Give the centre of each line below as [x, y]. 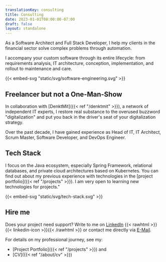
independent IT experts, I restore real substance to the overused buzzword [83, 112]
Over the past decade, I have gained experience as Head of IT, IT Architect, [83, 132]
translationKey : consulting [35, 10]
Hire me [18, 212]
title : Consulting [24, 15]
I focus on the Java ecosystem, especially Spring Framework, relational [79, 165]
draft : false [19, 24]
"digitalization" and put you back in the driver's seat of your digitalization [80, 117]
